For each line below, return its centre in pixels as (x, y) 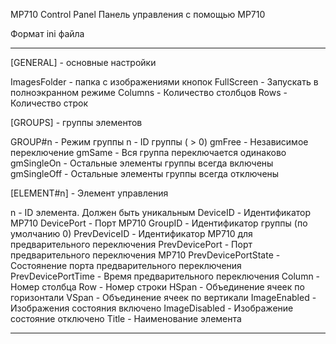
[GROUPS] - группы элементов (76, 122)
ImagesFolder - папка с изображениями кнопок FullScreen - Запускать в (164, 82)
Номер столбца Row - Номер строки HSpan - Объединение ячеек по (157, 287)
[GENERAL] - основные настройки (83, 62)
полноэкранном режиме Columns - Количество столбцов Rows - (149, 92)
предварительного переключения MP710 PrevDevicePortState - (145, 255)
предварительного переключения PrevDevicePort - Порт (131, 244)
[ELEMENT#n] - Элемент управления (89, 193)
